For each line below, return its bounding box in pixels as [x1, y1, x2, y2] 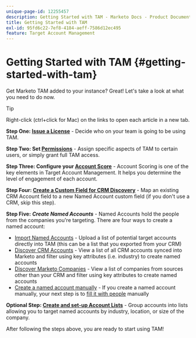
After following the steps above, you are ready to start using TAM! [6, 326, 164, 333]
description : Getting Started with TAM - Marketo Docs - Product [6, 14, 168, 20]
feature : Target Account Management [6, 30, 95, 36]
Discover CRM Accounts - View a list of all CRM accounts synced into [14, 247, 183, 254]
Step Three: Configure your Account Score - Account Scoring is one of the [6, 163, 189, 170]
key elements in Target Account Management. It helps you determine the [6, 169, 181, 176]
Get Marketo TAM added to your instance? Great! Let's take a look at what [6, 87, 184, 94]
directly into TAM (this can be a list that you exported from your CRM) [14, 241, 182, 248]
